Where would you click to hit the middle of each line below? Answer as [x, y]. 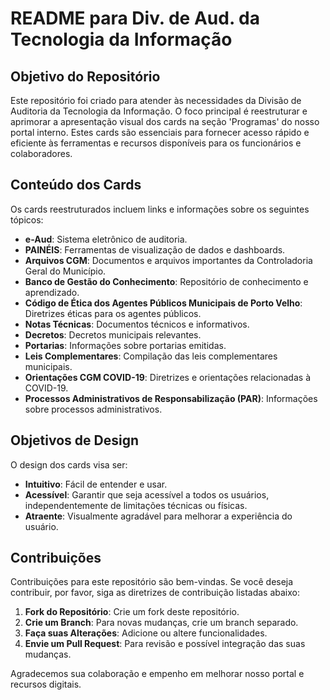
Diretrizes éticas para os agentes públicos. [113, 313]
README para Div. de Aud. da [135, 18]
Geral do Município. [65, 271]
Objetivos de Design [75, 440]
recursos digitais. [46, 684]
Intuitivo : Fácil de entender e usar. [96, 484]
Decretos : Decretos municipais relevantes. [113, 334]
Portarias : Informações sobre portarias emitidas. [125, 345]
